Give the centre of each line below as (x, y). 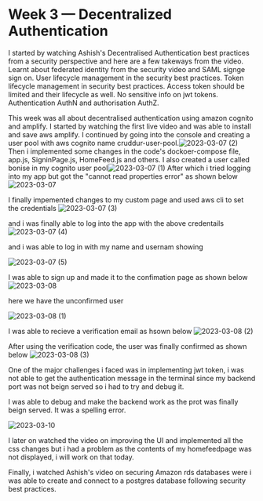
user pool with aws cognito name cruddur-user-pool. (93, 143)
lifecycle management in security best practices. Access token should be (126, 86)
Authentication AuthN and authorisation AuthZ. (84, 103)
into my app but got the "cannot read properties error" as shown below (123, 176)
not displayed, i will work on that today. (71, 457)
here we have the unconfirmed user (66, 300)
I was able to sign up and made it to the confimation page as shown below (128, 277)
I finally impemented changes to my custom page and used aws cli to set (126, 200)
